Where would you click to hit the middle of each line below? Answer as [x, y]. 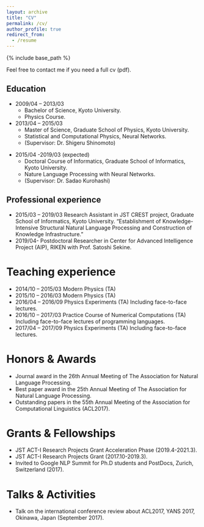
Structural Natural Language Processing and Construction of [116, 228]
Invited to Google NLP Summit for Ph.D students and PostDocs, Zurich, [104, 463]
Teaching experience [61, 271]
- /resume [24, 40]
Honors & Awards [51, 359]
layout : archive [27, 12]
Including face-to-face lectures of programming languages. [90, 321]
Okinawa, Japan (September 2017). [60, 518]
